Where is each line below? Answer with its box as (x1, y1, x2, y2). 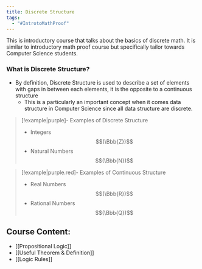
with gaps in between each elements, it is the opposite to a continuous (15, 85, 192, 93)
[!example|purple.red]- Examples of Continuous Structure (21, 169, 166, 176)
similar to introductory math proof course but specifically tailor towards (6, 43, 185, 51)
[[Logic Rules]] (15, 256, 53, 263)
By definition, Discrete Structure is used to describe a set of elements (15, 79, 190, 86)
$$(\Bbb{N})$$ (95, 156, 134, 164)
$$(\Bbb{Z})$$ (95, 138, 133, 145)
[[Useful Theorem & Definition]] (15, 249, 94, 256)
